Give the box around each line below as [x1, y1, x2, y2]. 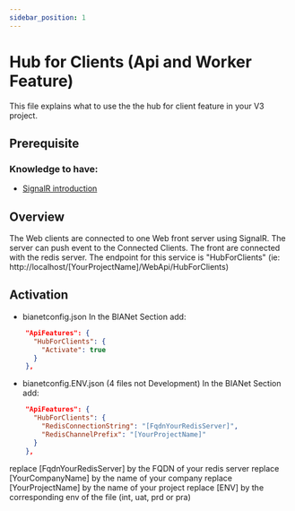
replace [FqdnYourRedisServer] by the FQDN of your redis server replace [9, 463, 280, 473]
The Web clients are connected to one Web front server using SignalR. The [9, 233, 286, 244]
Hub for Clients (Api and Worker [9, 51, 253, 72]
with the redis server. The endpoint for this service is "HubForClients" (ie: [9, 252, 281, 263]
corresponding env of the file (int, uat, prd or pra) [9, 491, 191, 502]
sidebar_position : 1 [9, 13, 87, 22]
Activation [9, 288, 69, 303]
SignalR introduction [22, 183, 98, 194]
